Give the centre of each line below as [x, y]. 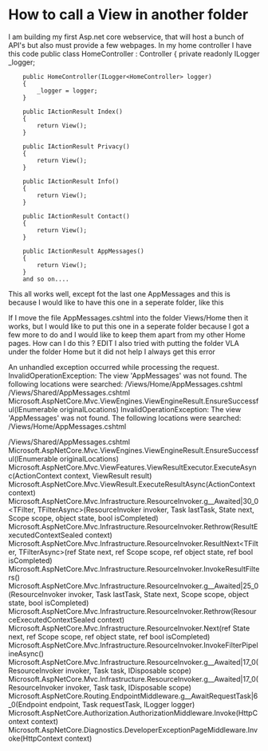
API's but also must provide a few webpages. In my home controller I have [130, 45]
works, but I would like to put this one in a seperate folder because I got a [129, 326]
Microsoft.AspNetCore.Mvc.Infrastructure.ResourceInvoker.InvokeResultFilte [134, 568]
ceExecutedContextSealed [52, 619]
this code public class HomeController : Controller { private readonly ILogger [134, 53]
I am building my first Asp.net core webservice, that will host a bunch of [126, 37]
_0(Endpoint [28, 704]
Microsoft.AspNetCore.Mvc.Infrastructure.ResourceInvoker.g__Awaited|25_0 [134, 586]
